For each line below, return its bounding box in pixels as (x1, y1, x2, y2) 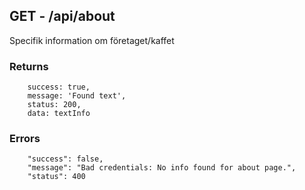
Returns (9, 59, 49, 73)
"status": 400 (27, 172, 86, 182)
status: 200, (27, 100, 82, 110)
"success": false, (27, 154, 104, 164)
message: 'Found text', (27, 91, 127, 101)
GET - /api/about (9, 8, 116, 25)
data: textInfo (27, 109, 91, 119)
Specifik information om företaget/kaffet (9, 34, 175, 46)
